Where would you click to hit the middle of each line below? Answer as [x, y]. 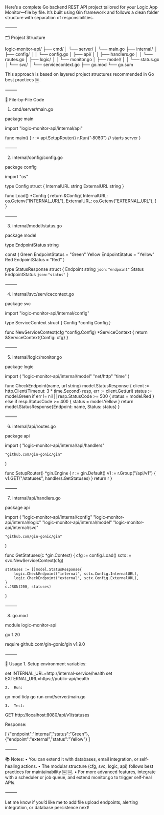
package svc [18, 304]
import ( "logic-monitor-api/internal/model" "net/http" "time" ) [67, 376]
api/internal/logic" [23, 522]
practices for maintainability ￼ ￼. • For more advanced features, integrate [80, 772]
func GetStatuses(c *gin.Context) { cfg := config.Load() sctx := [68, 555]
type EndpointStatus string [32, 245]
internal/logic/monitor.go [37, 357]
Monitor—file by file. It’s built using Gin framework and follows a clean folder [82, 12]
